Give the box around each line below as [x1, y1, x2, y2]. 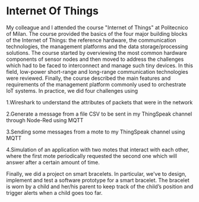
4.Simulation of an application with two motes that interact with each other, [6, 146, 189, 153]
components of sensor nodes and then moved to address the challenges [6, 55, 184, 63]
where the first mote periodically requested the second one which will [6, 152, 177, 159]
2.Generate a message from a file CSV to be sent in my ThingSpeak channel [6, 110, 192, 117]
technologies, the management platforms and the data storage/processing [6, 43, 188, 50]
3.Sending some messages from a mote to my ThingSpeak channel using [6, 128, 185, 135]
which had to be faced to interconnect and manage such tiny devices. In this [6, 61, 193, 69]
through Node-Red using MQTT [6, 116, 84, 123]
